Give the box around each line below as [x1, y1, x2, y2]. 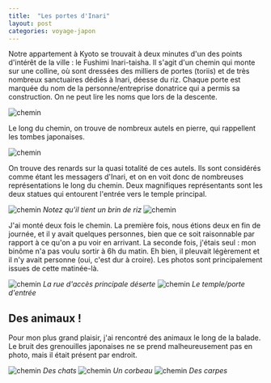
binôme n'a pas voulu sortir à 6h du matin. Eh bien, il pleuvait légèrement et [8, 246, 260, 256]
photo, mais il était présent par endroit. [8, 350, 138, 360]
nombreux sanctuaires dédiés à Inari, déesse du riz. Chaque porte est [8, 74, 241, 85]
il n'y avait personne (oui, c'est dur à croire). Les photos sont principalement [8, 255, 263, 265]
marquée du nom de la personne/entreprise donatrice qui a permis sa [8, 83, 240, 93]
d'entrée [8, 288, 36, 298]
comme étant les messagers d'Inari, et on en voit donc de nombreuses [8, 172, 244, 182]
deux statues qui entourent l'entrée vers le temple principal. [8, 189, 208, 199]
